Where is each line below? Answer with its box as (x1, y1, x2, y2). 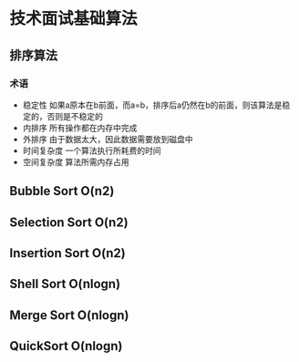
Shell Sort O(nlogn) (9, 276, 121, 292)
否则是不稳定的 (46, 110, 103, 121)
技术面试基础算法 (9, 8, 139, 29)
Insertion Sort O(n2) (9, 245, 126, 261)
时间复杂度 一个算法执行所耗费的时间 (22, 145, 161, 156)
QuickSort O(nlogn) (9, 338, 123, 354)
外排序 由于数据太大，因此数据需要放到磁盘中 (22, 133, 193, 144)
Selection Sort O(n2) (9, 214, 129, 230)
